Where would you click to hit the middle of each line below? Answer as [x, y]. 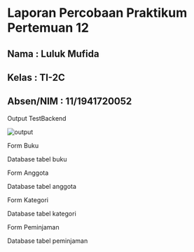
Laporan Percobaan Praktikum [97, 13]
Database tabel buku [37, 159]
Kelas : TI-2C [36, 78]
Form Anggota [28, 173]
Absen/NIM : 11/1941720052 [70, 101]
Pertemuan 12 [48, 28]
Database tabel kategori [42, 213]
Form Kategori [28, 200]
